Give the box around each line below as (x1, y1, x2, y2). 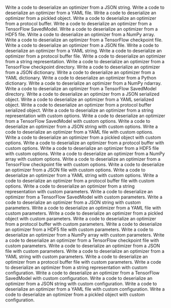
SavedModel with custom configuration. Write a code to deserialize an (5, 275, 153, 281)
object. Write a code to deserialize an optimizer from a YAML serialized (5, 96, 154, 102)
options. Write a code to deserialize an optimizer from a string (5, 183, 135, 189)
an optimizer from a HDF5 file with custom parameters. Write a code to (5, 226, 154, 233)
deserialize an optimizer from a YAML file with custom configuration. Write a (5, 286, 165, 292)
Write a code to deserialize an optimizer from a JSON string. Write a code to (5, 5, 164, 10)
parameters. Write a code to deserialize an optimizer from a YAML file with (5, 205, 161, 211)
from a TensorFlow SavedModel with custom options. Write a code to (5, 118, 151, 124)
